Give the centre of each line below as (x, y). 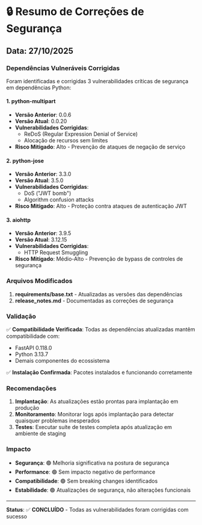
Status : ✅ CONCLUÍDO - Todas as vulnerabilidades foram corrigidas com (97, 509)
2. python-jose (25, 161)
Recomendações (32, 388)
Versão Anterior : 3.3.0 (43, 174)
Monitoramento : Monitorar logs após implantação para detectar (94, 415)
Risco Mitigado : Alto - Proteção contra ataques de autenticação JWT (101, 206)
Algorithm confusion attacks (59, 200)
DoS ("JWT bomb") (47, 193)
